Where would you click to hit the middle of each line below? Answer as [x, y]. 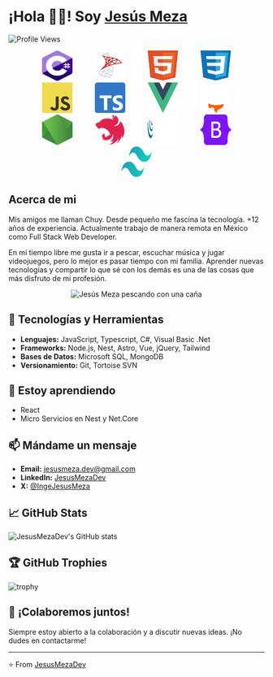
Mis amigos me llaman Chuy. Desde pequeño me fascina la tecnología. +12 [134, 219]
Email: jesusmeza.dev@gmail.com [78, 469]
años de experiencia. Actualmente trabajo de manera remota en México [128, 228]
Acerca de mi [43, 200]
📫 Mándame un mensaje [73, 445]
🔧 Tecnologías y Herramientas [86, 320]
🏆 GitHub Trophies [58, 563]
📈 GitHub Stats [48, 512]
